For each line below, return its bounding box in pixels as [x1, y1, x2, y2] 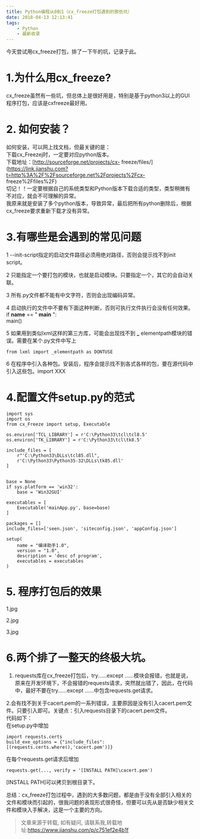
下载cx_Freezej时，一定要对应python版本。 [6, 151, 112, 158]
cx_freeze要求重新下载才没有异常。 [6, 207, 93, 214]
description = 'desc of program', [17, 553, 102, 559]
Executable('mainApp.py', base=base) [17, 505, 111, 511]
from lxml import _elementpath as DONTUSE [6, 348, 113, 355]
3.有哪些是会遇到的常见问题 [6, 230, 142, 244]
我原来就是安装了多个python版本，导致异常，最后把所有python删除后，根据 [6, 200, 192, 206]
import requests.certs [6, 733, 62, 740]
